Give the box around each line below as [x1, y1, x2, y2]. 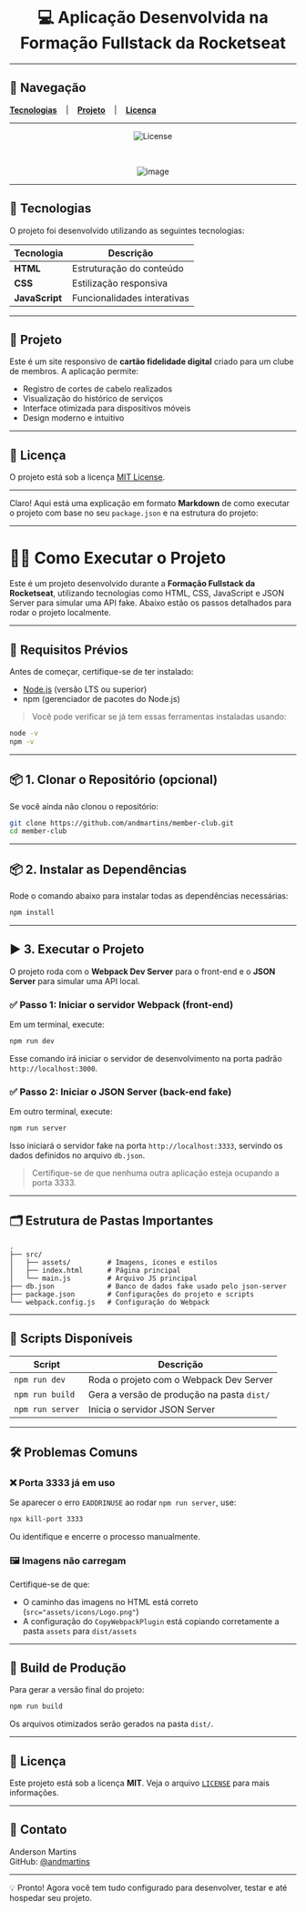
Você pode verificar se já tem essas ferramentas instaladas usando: [31, 711, 287, 722]
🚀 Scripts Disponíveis [9, 1331, 134, 1347]
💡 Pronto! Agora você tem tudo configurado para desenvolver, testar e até [9, 1882, 288, 1893]
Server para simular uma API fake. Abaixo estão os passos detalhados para [9, 597, 292, 608]
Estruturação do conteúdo [72, 261, 184, 274]
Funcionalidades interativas [72, 291, 189, 304]
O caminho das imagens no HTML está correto [22, 1596, 199, 1607]
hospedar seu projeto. [9, 1892, 93, 1903]
